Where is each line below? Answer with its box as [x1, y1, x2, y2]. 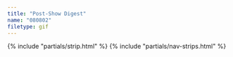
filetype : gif [7, 23, 49, 30]
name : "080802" [7, 17, 52, 24]
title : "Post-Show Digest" [7, 10, 87, 17]
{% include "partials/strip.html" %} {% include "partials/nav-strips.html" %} [7, 42, 227, 51]
